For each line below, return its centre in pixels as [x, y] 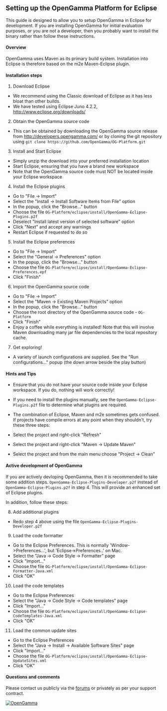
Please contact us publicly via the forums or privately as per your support [81, 688]
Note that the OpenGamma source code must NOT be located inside [83, 172]
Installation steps [24, 75]
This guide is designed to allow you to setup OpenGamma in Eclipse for [79, 20]
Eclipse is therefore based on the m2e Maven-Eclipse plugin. [68, 64]
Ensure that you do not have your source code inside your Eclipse [80, 385]
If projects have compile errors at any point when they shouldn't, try [82, 420]
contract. [15, 693]
